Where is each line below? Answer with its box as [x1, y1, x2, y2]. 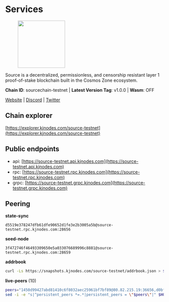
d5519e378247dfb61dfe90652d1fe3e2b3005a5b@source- [5, 223, 114, 228]
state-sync [5, 213, 29, 219]
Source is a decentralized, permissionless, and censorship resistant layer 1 [5, 72, 160, 78]
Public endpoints [5, 145, 59, 153]
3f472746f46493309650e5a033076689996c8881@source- [5, 246, 114, 251]
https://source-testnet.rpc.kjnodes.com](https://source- [23, 169, 140, 175]
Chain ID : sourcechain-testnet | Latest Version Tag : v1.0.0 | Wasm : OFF [5, 87, 154, 93]
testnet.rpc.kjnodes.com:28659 [5, 250, 71, 255]
